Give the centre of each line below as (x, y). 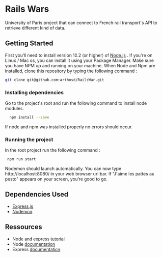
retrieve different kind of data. (35, 28)
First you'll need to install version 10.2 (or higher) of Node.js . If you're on (79, 55)
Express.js (23, 206)
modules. (14, 108)
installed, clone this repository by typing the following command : (71, 71)
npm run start (22, 159)
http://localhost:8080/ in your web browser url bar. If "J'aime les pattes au (80, 173)
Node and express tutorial (38, 239)
